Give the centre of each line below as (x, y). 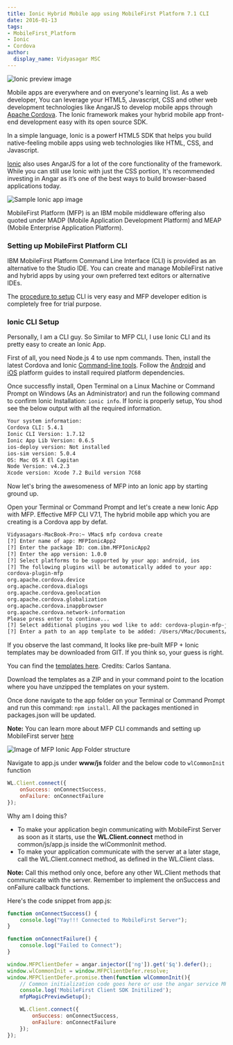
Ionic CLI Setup (33, 322)
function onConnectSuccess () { (52, 913)
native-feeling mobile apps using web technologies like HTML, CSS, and (110, 143)
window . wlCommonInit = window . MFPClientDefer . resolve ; (88, 971)
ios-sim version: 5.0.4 (42, 453)
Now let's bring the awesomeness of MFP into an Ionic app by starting (107, 486)
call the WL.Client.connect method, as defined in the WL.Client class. (116, 859)
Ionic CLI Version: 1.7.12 (46, 434)
